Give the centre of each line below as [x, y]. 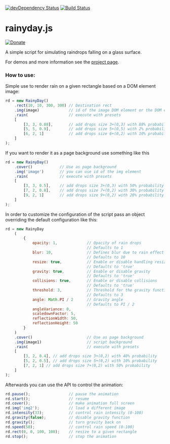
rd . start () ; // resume [47, 399]
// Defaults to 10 [106, 257]
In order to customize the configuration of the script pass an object [75, 214]
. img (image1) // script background [73, 342]
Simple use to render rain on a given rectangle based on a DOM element [80, 86]
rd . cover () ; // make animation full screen [70, 403]
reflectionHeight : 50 [55, 323]
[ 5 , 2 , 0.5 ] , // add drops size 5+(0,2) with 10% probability [90, 361]
